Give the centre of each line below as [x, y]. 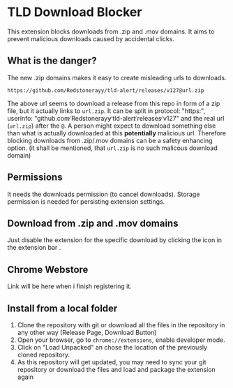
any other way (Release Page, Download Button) [87, 333]
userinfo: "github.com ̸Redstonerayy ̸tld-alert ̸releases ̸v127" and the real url [116, 118]
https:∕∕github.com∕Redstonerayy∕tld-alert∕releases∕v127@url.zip [106, 90]
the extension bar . [34, 248]
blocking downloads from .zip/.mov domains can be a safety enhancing [110, 140]
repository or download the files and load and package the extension [116, 370]
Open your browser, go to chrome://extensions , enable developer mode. [121, 340]
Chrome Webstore [48, 269]
